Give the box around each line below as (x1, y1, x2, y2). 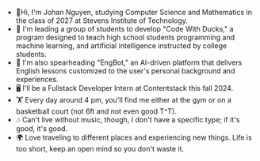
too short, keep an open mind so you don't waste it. (15, 144, 185, 153)
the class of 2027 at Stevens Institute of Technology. (15, 16, 189, 25)
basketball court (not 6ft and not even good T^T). (15, 107, 177, 116)
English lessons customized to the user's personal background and (15, 66, 235, 75)
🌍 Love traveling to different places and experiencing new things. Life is (15, 133, 252, 142)
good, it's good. (15, 124, 68, 133)
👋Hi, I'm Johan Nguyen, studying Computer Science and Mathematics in (15, 8, 252, 17)
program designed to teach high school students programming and (15, 32, 235, 42)
